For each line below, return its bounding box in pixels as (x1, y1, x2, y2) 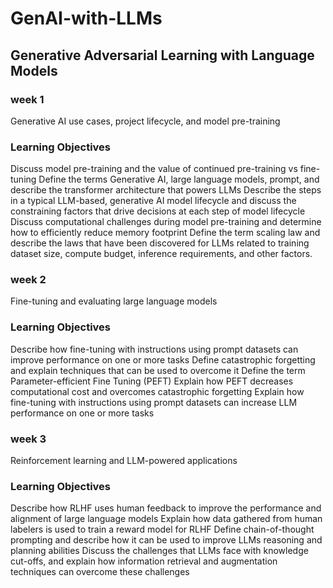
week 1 (10, 92, 45, 106)
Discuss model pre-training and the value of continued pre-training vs (10, 163, 298, 175)
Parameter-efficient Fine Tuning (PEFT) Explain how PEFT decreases (10, 375, 294, 387)
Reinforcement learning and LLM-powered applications (10, 455, 238, 467)
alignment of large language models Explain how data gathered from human (10, 513, 323, 525)
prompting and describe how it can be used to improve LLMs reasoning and (10, 534, 323, 546)
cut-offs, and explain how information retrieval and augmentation (10, 555, 278, 567)
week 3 (10, 432, 47, 446)
